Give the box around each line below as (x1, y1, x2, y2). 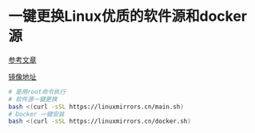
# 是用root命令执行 (8, 88, 66, 96)
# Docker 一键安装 (8, 110, 65, 118)
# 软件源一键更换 (8, 95, 58, 104)
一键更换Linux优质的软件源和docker (8, 7, 248, 25)
